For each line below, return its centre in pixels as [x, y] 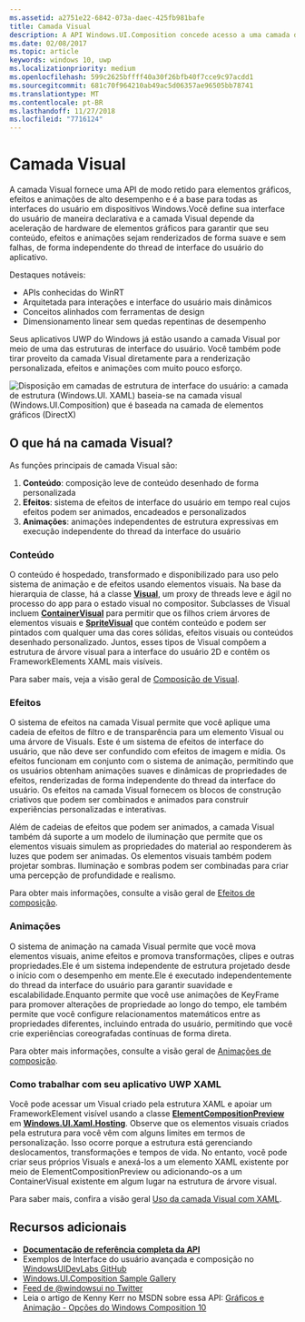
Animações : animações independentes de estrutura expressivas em [150, 521]
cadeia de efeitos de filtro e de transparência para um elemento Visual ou [147, 732]
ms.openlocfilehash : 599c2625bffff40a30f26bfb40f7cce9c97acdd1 [132, 77]
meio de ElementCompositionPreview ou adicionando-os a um [126, 1172]
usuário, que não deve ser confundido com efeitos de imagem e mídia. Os [148, 752]
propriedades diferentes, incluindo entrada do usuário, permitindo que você [151, 1024]
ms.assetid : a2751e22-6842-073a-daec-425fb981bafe [107, 18]
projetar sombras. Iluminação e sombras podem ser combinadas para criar [149, 866]
